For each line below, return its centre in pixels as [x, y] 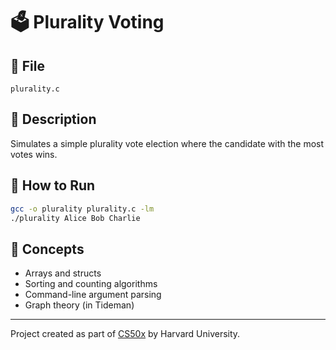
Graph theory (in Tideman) [79, 305]
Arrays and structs [63, 273]
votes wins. [34, 154]
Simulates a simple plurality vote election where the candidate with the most [167, 143]
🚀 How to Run [53, 185]
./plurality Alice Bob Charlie [75, 218]
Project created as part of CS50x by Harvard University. [125, 334]
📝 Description [53, 119]
